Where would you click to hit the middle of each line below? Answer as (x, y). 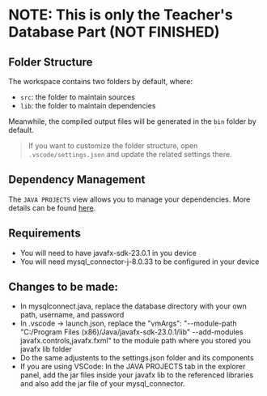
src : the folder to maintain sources (78, 97)
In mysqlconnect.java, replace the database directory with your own (133, 306)
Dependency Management (77, 180)
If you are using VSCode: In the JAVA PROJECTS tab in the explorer (133, 367)
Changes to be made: (64, 287)
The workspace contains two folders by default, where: (100, 81)
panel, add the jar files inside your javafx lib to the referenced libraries (137, 375)
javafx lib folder (46, 349)
